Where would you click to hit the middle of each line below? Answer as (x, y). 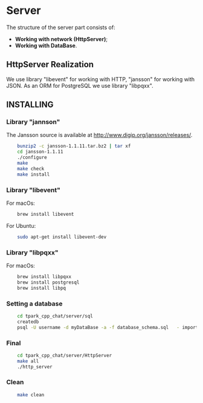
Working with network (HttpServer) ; (61, 39)
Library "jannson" (33, 122)
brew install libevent (46, 214)
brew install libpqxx (44, 277)
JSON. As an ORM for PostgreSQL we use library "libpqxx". (80, 85)
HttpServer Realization (50, 65)
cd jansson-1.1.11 (40, 152)
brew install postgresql (48, 282)
